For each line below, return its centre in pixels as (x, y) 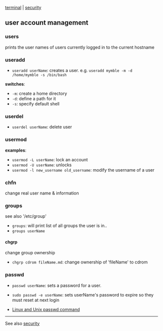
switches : (15, 84)
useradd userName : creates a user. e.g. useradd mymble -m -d (72, 70)
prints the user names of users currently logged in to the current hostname (80, 47)
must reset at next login (36, 300)
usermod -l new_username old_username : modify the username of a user (83, 170)
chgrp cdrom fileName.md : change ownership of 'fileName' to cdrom (80, 262)
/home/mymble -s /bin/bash (39, 75)
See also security (22, 323)
